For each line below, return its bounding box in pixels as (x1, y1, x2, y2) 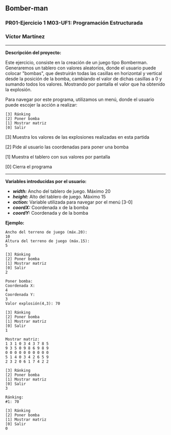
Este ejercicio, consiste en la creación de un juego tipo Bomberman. (5, 59, 148, 65)
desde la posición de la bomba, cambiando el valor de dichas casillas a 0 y (5, 75, 162, 82)
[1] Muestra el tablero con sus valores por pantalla (5, 153, 110, 160)
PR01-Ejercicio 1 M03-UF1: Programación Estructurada (5, 19, 144, 27)
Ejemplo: (5, 219, 24, 226)
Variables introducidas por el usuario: (5, 178, 87, 184)
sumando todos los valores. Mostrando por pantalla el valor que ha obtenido (5, 81, 165, 87)
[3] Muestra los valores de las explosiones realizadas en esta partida (5, 134, 150, 140)
